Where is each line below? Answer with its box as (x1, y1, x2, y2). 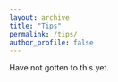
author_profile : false (9, 37, 94, 47)
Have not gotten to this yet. (9, 62, 110, 73)
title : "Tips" (9, 21, 63, 30)
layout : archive (9, 12, 70, 22)
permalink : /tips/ (9, 29, 78, 38)
